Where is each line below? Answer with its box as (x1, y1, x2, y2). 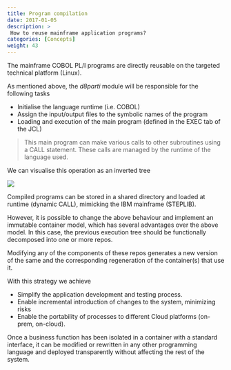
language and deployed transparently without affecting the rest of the (7, 348, 205, 356)
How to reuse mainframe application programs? (10, 29, 147, 37)
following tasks (7, 89, 50, 98)
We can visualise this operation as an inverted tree (7, 167, 150, 174)
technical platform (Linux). (7, 68, 82, 77)
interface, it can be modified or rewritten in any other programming (7, 340, 198, 349)
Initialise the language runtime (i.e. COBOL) (17, 103, 140, 111)
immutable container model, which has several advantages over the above (7, 221, 219, 229)
